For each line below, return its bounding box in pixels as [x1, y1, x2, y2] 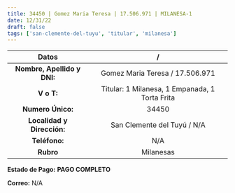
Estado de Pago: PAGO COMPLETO [7, 166, 111, 174]
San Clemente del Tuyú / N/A [111, 120, 206, 130]
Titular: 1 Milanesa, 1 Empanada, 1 [101, 84, 215, 94]
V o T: [38, 88, 58, 98]
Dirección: [30, 124, 66, 134]
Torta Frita [141, 93, 176, 102]
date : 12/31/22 [7, 17, 52, 24]
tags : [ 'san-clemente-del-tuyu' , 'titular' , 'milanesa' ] [7, 29, 177, 37]
